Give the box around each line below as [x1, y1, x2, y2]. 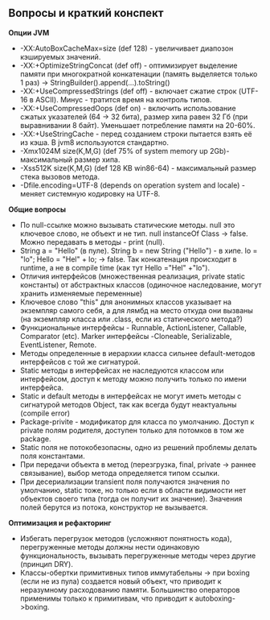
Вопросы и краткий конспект [8, 6, 164, 20]
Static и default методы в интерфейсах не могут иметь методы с [19, 391, 242, 401]
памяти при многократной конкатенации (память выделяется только [19, 68, 258, 79]
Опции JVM [8, 27, 50, 37]
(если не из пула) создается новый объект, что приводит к [19, 576, 223, 586]
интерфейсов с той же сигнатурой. [19, 357, 141, 366]
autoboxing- [194, 593, 235, 603]
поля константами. [19, 451, 86, 461]
